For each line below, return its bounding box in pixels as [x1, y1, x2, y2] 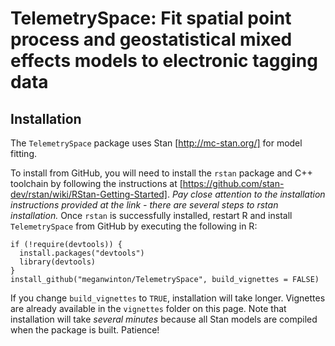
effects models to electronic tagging [10, 50, 318, 72]
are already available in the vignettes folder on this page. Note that [10, 303, 287, 314]
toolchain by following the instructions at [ [10, 178, 183, 189]
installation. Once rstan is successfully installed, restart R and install [10, 210, 293, 221]
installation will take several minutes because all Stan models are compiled [10, 313, 318, 325]
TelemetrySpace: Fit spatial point [10, 7, 292, 30]
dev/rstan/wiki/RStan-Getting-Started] [10, 188, 168, 200]
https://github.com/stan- [182, 178, 285, 189]
